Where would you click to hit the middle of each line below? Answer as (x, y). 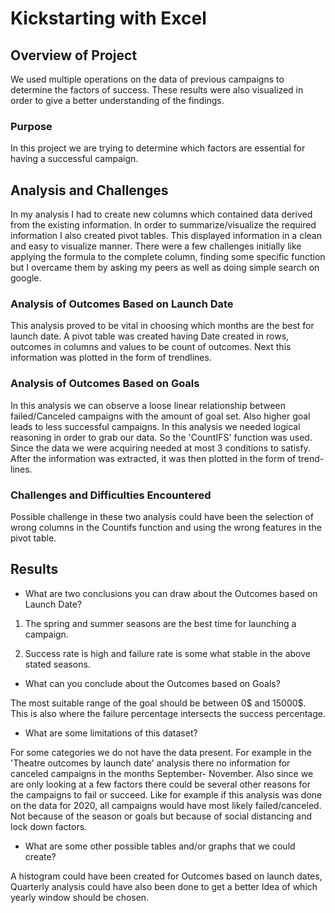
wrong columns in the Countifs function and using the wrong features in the (166, 527)
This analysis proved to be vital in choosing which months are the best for (162, 326)
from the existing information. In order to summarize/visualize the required (163, 225)
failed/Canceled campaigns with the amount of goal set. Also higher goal (160, 416)
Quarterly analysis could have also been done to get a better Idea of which (164, 886)
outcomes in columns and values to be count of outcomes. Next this (151, 347)
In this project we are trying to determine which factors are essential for (158, 148)
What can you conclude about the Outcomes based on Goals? (152, 683)
